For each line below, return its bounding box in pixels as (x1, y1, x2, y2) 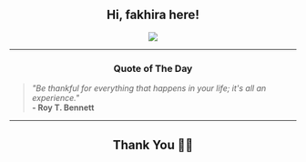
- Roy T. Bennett (31, 102, 95, 113)
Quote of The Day (113, 62, 193, 75)
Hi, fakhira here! (106, 7, 200, 23)
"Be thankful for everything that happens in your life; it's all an (31, 83, 267, 94)
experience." (31, 93, 80, 104)
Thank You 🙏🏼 (112, 137, 194, 153)
